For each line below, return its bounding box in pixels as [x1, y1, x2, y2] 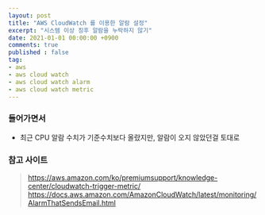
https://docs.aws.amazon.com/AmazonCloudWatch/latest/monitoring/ [27, 190, 257, 199]
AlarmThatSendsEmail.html [27, 198, 117, 207]
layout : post [8, 11, 52, 20]
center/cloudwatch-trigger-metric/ [27, 181, 141, 190]
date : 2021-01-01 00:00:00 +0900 [8, 33, 119, 42]
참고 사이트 [8, 154, 48, 165]
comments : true [8, 41, 59, 49]
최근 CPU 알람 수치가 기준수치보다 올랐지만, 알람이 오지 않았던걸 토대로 [19, 132, 240, 142]
